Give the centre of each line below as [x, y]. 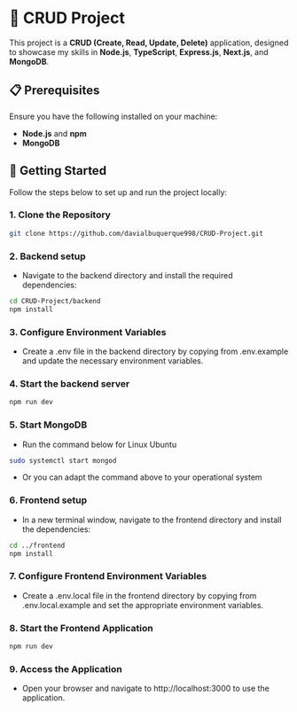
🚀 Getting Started [58, 171]
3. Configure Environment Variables [88, 332]
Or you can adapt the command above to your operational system [142, 477]
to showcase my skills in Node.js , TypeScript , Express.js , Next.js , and [139, 51]
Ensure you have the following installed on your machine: [113, 116]
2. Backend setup [47, 256]
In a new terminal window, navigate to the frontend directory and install [152, 520]
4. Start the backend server [70, 383]
